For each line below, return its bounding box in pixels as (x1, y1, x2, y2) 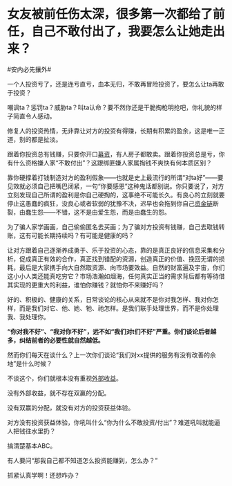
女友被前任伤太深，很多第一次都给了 (7, 6, 213, 22)
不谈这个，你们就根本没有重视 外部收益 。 (7, 374, 122, 382)
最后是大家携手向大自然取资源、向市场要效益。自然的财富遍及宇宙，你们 (19, 263, 225, 271)
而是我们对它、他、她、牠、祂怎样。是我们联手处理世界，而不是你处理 (19, 304, 219, 312)
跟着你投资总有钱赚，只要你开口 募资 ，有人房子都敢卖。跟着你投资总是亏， (7, 150, 219, 158)
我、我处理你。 (7, 312, 50, 321)
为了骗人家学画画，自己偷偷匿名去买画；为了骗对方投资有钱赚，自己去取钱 (7, 222, 219, 231)
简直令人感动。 (12, 111, 56, 120)
